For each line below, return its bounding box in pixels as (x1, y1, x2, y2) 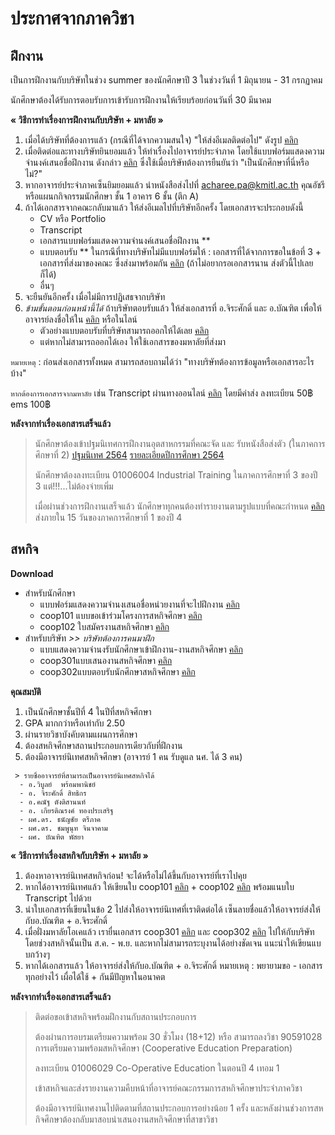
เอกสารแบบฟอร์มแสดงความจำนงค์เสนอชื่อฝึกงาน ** (39, 235, 211, 246)
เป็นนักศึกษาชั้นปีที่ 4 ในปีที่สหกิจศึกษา (24, 705, 152, 717)
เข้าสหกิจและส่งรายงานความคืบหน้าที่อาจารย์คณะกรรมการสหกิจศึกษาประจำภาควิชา (34, 1082, 303, 1094)
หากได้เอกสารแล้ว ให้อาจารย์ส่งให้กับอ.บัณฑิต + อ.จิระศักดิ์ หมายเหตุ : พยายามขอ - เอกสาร (24, 959, 323, 971)
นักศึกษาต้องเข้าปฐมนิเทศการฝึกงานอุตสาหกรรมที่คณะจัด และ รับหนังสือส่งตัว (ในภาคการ (34, 438, 326, 449)
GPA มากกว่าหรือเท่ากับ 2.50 (24, 717, 126, 729)
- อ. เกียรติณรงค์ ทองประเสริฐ (19, 805, 114, 816)
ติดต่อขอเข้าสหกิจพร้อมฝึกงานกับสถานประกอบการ (34, 1010, 197, 1022)
